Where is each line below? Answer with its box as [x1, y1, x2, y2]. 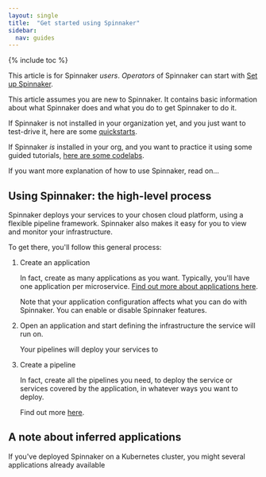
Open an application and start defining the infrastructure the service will [19, 321, 256, 330]
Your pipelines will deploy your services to [19, 344, 159, 354]
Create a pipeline [19, 360, 76, 370]
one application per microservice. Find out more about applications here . [19, 282, 258, 291]
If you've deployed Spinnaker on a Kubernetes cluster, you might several [8, 452, 246, 461]
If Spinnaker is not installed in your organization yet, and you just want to [8, 118, 246, 128]
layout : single [8, 11, 59, 20]
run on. [19, 329, 44, 339]
